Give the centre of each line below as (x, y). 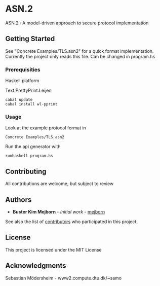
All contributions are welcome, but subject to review (59, 184)
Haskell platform (22, 81)
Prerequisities (23, 69)
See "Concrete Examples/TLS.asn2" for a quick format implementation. (79, 51)
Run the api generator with (33, 147)
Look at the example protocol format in (46, 128)
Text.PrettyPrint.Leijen (28, 91)
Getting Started (30, 39)
